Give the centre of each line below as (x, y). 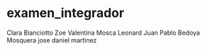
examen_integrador (66, 13)
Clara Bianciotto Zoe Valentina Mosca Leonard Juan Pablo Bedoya (103, 33)
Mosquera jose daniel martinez (52, 40)
